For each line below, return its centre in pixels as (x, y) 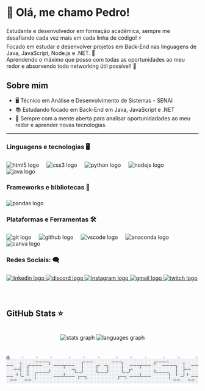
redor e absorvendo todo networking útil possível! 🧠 (72, 66)
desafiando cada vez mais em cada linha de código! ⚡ (74, 38)
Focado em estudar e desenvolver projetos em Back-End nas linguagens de (102, 47)
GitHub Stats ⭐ (35, 313)
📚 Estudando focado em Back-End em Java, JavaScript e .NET (95, 109)
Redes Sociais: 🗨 (33, 260)
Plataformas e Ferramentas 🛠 (51, 219)
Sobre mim (27, 85)
